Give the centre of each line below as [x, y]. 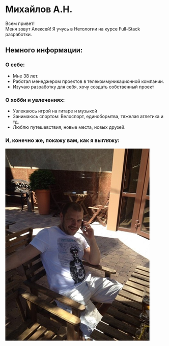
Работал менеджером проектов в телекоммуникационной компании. [88, 81]
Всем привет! [20, 23]
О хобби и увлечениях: [35, 100]
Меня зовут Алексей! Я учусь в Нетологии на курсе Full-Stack [73, 28]
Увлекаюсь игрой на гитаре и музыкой [55, 111]
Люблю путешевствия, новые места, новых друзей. [69, 127]
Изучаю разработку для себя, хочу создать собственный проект [83, 86]
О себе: [15, 65]
